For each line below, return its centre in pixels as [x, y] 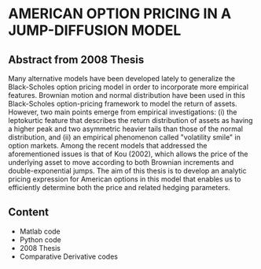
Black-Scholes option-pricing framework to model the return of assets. [123, 104]
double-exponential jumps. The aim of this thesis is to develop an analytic [127, 171]
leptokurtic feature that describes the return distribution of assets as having [130, 120]
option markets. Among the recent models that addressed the [108, 146]
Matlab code [40, 231]
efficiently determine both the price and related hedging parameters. [119, 187]
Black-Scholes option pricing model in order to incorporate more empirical [129, 87]
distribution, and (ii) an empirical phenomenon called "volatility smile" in [125, 137]
